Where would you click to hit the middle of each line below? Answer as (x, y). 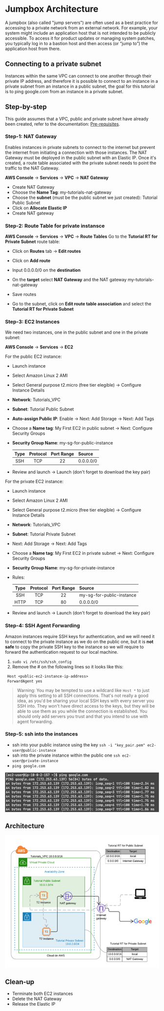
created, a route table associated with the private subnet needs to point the (81, 163)
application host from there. (33, 49)
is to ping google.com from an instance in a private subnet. (64, 91)
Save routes (24, 295)
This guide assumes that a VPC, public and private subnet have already (77, 119)
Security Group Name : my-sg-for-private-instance (63, 567)
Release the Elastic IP (34, 1004)
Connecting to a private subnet (53, 64)
